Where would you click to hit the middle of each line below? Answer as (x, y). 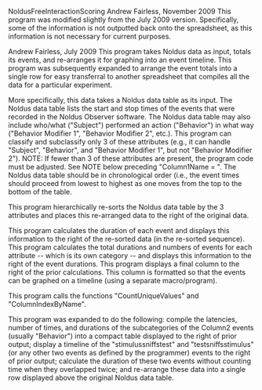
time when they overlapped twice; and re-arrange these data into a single (127, 369)
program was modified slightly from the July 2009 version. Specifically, (124, 20)
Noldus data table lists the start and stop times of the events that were (122, 108)
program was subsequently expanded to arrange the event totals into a (123, 68)
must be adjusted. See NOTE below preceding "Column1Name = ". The (122, 167)
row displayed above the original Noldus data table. (91, 377)
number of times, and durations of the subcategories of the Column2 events (131, 328)
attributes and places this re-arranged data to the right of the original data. (129, 215)
